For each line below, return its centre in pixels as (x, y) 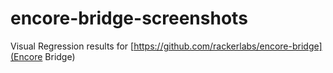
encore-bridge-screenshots (129, 18)
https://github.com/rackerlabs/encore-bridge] (228, 46)
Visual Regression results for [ (72, 46)
